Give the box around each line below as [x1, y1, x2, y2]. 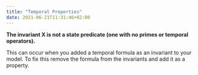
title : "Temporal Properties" [6, 8, 83, 15]
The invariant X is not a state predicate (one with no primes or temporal [6, 31, 188, 38]
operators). [6, 37, 36, 44]
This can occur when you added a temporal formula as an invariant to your [6, 49, 192, 56]
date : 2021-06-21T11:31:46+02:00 [6, 14, 91, 20]
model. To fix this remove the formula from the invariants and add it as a [6, 55, 185, 62]
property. [6, 61, 30, 69]
